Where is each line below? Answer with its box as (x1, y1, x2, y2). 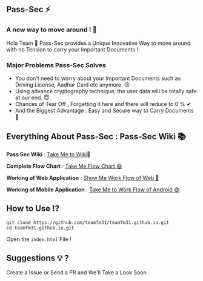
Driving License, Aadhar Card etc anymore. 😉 (15, 81, 130, 88)
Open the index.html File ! (6, 235, 72, 243)
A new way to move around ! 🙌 (6, 25, 97, 34)
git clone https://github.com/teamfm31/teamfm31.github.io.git (6, 219, 170, 225)
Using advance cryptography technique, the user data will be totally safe (15, 87, 197, 94)
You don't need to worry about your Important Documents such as (15, 74, 181, 82)
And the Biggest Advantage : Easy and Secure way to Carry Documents (15, 107, 194, 114)
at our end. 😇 (15, 94, 50, 101)
